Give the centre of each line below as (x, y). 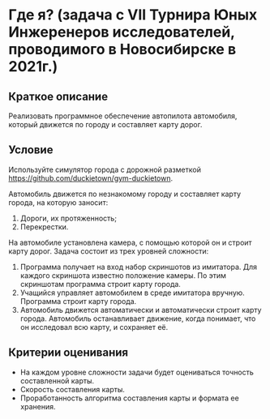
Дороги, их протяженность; (69, 218)
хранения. (38, 406)
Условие (31, 150)
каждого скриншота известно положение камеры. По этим (123, 275)
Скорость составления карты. (73, 389)
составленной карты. (57, 381)
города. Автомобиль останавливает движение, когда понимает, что (138, 319)
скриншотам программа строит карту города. (100, 284)
